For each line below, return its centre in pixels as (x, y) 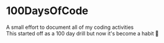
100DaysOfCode (47, 11)
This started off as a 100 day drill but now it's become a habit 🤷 (82, 33)
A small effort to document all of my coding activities (70, 27)
